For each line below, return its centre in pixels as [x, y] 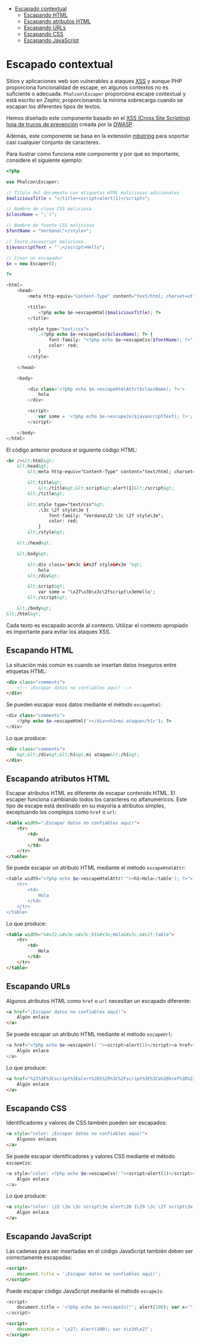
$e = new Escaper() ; [32, 263]
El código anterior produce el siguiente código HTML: [72, 450]
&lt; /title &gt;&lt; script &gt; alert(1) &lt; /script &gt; [106, 488]
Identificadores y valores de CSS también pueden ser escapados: [87, 1123]
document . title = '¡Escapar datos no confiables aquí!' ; [89, 1274]
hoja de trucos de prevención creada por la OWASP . [70, 124]
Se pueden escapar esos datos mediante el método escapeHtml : [84, 705]
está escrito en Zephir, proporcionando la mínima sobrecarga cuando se [95, 100]
